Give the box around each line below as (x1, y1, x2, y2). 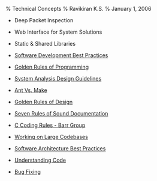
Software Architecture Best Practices (14, 145, 106, 152)
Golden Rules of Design (14, 99, 73, 105)
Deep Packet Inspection (14, 17, 74, 23)
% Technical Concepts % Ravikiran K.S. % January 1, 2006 (5, 5, 152, 12)
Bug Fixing (14, 168, 41, 175)
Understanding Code (14, 156, 67, 164)
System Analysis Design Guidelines (14, 75, 102, 82)
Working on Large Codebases (14, 133, 88, 140)
